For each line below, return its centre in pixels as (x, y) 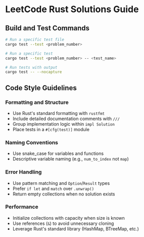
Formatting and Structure (37, 102)
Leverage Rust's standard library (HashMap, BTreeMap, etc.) (76, 228)
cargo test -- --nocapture (34, 72)
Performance (22, 207)
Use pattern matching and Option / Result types (61, 183)
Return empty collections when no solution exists (64, 194)
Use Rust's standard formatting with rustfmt (59, 113)
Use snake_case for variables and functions (58, 153)
